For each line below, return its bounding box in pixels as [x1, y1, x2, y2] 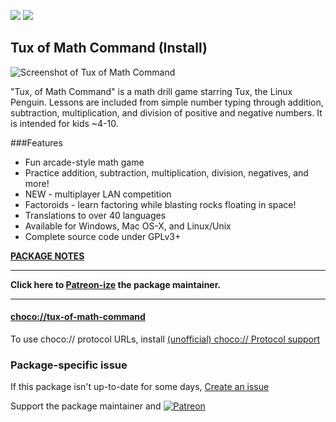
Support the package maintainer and [10, 400, 162, 412]
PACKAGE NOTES [10, 250, 85, 262]
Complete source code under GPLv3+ [24, 230, 182, 242]
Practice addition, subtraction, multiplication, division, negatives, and [24, 166, 309, 179]
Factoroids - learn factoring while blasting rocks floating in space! [24, 198, 297, 210]
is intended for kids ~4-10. [10, 117, 119, 129]
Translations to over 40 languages [24, 209, 167, 221]
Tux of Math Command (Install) [10, 40, 208, 57]
